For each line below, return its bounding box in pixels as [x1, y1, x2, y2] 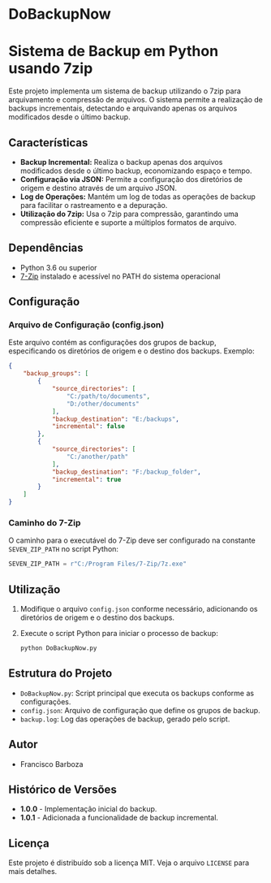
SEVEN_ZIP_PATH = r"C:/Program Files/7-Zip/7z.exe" [8, 560, 187, 569]
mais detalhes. [8, 867, 58, 877]
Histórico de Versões [8, 782, 118, 796]
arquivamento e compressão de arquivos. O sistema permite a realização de [8, 95, 264, 105]
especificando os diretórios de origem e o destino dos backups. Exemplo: [8, 346, 255, 356]
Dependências [8, 241, 84, 255]
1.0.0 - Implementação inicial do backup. [19, 804, 157, 814]
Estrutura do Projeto [8, 667, 113, 681]
